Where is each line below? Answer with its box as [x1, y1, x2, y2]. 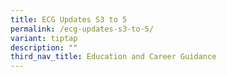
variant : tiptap [10, 33, 78, 43]
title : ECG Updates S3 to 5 [10, 14, 128, 25]
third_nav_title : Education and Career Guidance [10, 52, 217, 62]
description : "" [10, 42, 78, 53]
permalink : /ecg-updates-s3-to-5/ [10, 24, 155, 34]
